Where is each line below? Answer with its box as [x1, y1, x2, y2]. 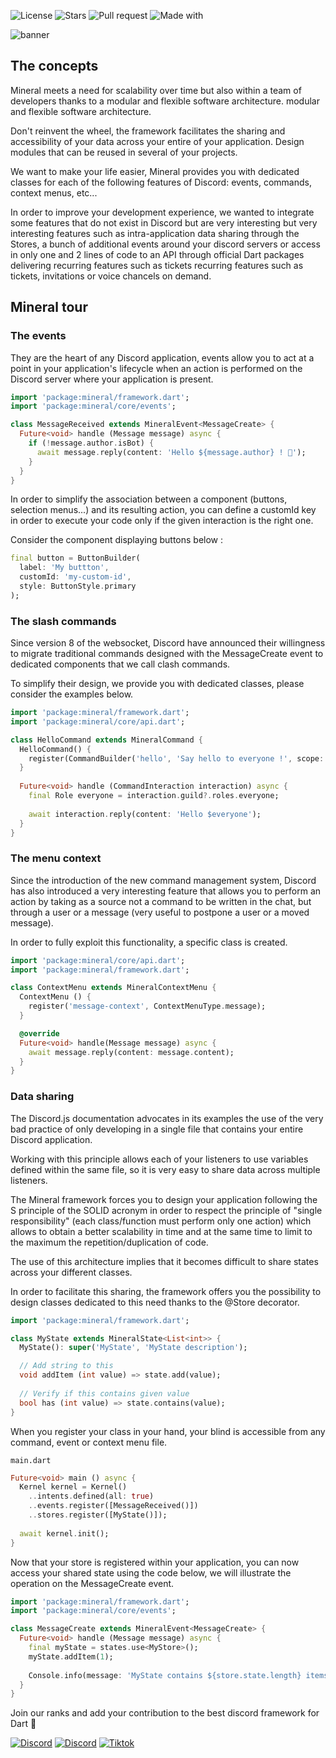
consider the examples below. [10, 688, 134, 700]
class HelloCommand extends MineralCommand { [10, 735, 203, 745]
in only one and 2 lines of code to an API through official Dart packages [10, 248, 305, 260]
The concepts [10, 58, 99, 75]
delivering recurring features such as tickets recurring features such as [10, 259, 304, 271]
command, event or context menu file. [10, 1436, 168, 1448]
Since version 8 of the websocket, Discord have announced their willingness [10, 637, 326, 649]
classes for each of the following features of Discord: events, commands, [10, 176, 312, 188]
